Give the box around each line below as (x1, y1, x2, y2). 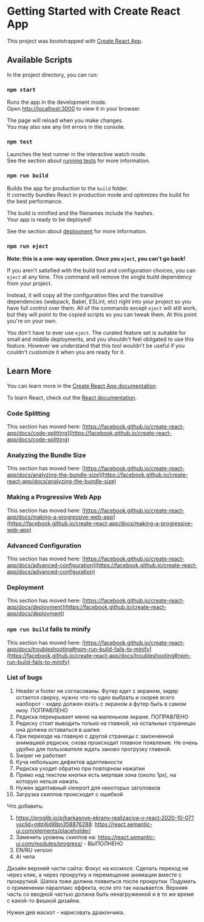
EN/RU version (15, 846, 53, 853)
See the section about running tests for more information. (7, 157, 151, 165)
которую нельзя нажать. (15, 777, 80, 785)
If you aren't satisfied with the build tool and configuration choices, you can (7, 266, 196, 274)
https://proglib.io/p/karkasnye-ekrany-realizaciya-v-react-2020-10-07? (15, 814, 194, 821)
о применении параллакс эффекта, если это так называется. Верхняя (7, 884, 188, 891)
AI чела (15, 853, 35, 860)
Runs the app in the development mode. (7, 98, 107, 106)
